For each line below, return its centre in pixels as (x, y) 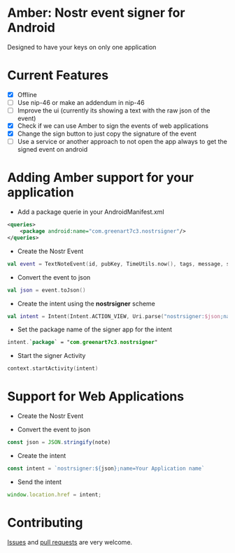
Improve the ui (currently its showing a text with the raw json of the (114, 110)
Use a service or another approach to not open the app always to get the (122, 142)
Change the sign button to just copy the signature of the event (107, 134)
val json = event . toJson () (47, 290)
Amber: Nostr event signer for (96, 13)
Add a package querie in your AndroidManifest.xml (91, 212)
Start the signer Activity (51, 356)
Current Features (58, 76)
